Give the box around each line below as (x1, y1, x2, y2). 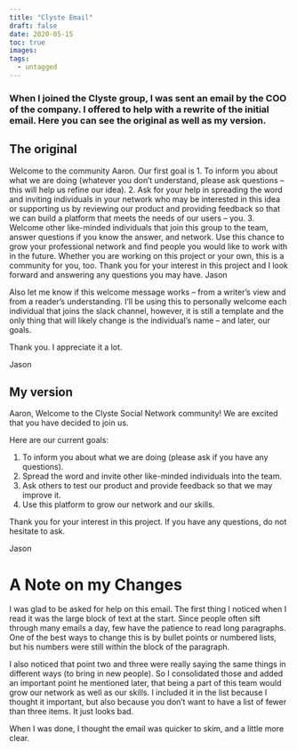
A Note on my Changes (9, 575, 183, 594)
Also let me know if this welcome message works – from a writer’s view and (9, 286, 286, 297)
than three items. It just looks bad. (9, 706, 134, 717)
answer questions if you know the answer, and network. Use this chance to (9, 231, 285, 242)
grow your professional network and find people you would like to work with (9, 241, 288, 252)
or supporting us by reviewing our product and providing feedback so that (9, 203, 281, 214)
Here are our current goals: (9, 435, 109, 446)
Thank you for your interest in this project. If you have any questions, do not (9, 517, 287, 528)
